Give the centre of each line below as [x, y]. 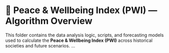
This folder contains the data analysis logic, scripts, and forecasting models [84, 35]
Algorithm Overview [49, 21]
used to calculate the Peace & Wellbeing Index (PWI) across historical [79, 40]
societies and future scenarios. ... [40, 45]
